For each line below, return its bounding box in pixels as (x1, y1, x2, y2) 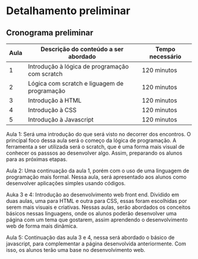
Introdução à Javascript (28, 116, 94, 123)
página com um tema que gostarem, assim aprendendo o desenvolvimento (6, 217, 188, 223)
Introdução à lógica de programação (28, 63, 129, 70)
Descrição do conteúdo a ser (40, 45, 124, 53)
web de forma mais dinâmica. (6, 222, 78, 230)
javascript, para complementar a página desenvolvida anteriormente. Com (6, 240, 187, 247)
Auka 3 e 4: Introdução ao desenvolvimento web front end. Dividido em (6, 191, 180, 198)
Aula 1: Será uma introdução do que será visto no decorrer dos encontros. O (6, 131, 192, 137)
